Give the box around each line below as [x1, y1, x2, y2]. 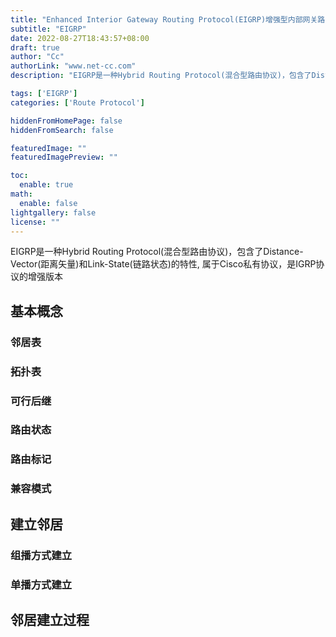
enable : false [19, 198, 78, 208]
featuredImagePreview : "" [10, 152, 118, 163]
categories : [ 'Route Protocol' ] [10, 97, 145, 108]
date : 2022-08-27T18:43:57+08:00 [10, 33, 150, 43]
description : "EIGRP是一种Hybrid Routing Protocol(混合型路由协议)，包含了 [10, 71, 312, 81]
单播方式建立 [10, 577, 73, 591]
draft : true [10, 42, 60, 53]
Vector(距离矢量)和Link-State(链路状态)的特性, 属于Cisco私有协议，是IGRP [10, 258, 317, 270]
